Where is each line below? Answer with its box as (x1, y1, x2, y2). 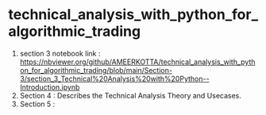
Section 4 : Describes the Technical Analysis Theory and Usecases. (19, 90, 242, 100)
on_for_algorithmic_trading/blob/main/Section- (19, 65, 173, 75)
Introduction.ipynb (19, 82, 80, 92)
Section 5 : (19, 99, 56, 109)
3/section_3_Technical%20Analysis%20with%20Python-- (19, 74, 210, 83)
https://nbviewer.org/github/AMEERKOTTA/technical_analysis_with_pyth (19, 57, 256, 67)
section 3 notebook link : (19, 48, 101, 58)
